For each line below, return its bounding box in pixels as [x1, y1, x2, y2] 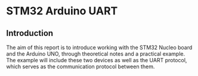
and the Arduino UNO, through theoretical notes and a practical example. [6, 50, 185, 57]
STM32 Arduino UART [6, 4, 118, 18]
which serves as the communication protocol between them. [6, 63, 155, 70]
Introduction [6, 28, 54, 38]
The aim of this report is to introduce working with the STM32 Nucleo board [6, 44, 193, 51]
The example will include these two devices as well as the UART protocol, [6, 57, 187, 63]
